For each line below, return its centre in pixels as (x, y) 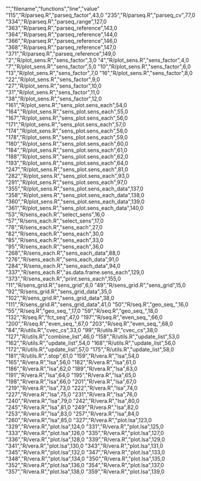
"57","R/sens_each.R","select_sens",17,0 (55, 221)
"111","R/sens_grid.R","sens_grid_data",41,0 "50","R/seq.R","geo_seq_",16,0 (97, 304)
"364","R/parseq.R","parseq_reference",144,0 (62, 34)
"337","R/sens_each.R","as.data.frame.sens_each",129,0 (75, 272)
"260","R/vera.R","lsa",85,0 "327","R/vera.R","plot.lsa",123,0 (79, 420)
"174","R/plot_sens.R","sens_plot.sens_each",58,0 (67, 131)
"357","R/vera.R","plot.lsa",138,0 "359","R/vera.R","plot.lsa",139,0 (85, 472)
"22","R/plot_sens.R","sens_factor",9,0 (53, 79)
